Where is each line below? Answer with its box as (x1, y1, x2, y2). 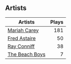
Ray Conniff (7, 43, 35, 50)
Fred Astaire (7, 34, 36, 41)
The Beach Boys (7, 51, 46, 58)
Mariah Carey (7, 27, 39, 33)
